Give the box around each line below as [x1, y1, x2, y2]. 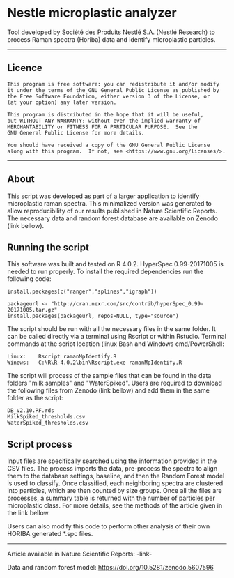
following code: [7, 275, 52, 283]
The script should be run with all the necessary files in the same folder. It [7, 325, 216, 333]
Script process [7, 438, 72, 450]
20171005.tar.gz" [7, 307, 58, 314]
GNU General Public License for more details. [7, 129, 145, 137]
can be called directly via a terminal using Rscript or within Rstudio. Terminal [7, 333, 226, 341]
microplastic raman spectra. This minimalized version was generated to [7, 199, 212, 207]
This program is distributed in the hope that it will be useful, [7, 111, 204, 118]
